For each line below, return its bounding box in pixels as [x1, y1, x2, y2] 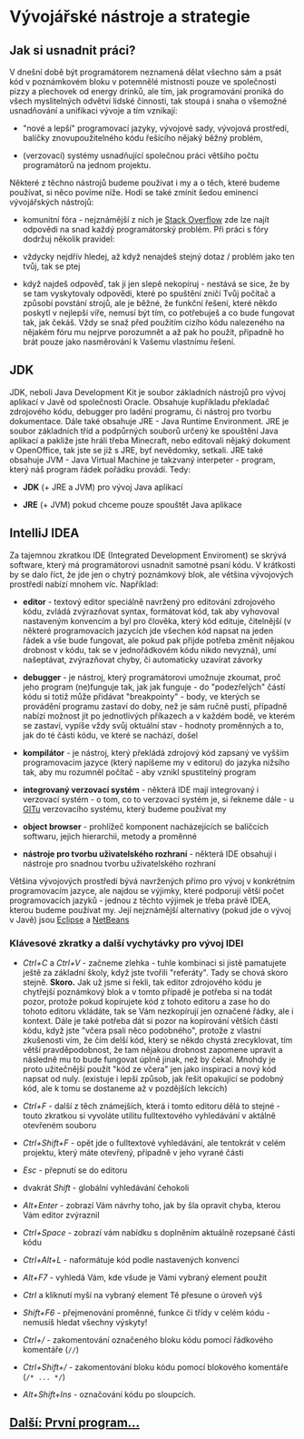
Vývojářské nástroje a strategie [9, 6, 251, 27]
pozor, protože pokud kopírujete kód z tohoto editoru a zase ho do [22, 996, 270, 1007]
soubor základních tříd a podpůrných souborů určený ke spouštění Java [9, 425, 279, 436]
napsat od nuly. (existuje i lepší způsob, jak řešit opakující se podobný [22, 1073, 284, 1084]
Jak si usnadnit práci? [9, 43, 136, 58]
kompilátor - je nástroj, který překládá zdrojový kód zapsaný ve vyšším [22, 747, 289, 758]
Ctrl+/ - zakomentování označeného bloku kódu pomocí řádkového [22, 1334, 274, 1345]
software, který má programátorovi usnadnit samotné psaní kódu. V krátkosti [9, 559, 296, 570]
